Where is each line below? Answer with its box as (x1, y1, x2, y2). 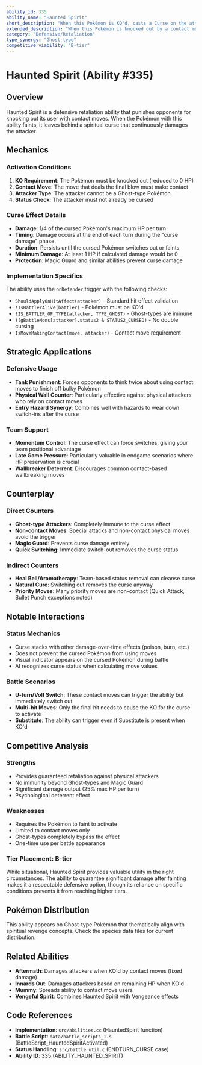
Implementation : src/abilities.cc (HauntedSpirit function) (14, 1026, 164, 1034)
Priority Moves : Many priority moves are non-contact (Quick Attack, (14, 588, 185, 595)
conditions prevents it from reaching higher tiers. (6, 887, 127, 895)
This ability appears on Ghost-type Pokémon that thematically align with (6, 921, 185, 928)
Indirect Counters (6, 561, 59, 570)
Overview (6, 92, 44, 102)
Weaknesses (6, 806, 45, 815)
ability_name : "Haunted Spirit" (6, 14, 87, 20)
